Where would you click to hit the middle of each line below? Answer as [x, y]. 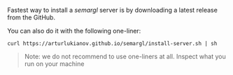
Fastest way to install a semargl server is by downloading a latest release [113, 10]
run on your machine [54, 64]
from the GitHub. [31, 17]
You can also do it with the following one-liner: [74, 31]
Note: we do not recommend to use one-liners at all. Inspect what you [125, 56]
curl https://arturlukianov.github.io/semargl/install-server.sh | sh [112, 44]
